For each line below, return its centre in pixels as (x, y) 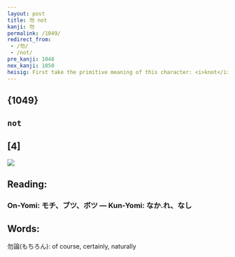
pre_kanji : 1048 (31, 59)
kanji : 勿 (21, 27)
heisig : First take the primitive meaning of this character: (100, 72)
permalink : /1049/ (34, 33)
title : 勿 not (27, 20)
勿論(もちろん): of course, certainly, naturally (72, 247)
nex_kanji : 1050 (31, 66)
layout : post (26, 14)
